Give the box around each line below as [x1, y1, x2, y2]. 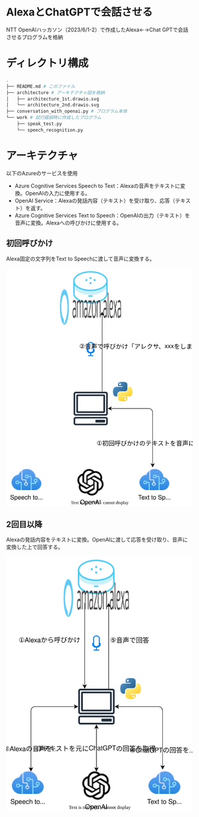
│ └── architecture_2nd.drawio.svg [6, 102, 99, 108]
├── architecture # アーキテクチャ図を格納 [6, 89, 105, 95]
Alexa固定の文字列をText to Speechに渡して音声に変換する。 [6, 255, 155, 262]
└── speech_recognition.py [17, 127, 84, 133]
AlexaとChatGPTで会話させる [6, 5, 153, 19]
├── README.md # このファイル [6, 83, 75, 89]
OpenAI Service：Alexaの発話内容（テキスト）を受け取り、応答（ [14, 197, 176, 204]
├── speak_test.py [17, 121, 62, 127]
